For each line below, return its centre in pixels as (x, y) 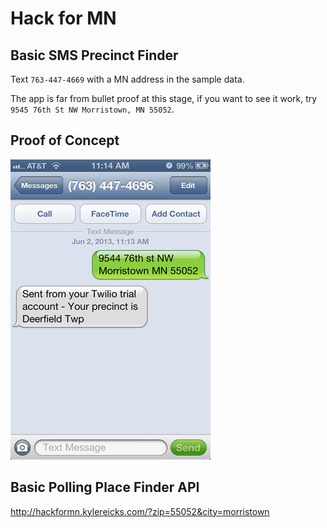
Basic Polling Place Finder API (105, 487)
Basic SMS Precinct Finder (94, 55)
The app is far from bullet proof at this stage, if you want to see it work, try (164, 98)
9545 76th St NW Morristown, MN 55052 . (92, 109)
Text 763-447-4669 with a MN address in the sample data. (127, 79)
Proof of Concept (65, 140)
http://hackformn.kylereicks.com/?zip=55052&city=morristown (140, 511)
